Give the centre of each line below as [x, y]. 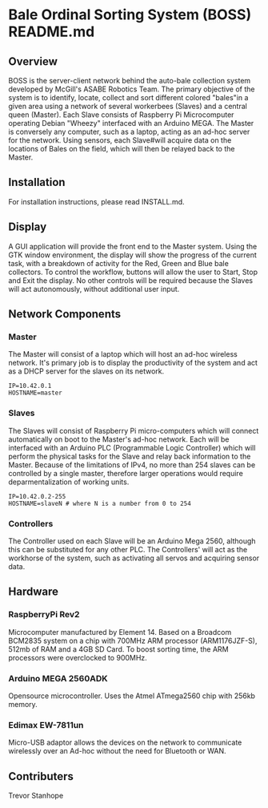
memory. [23, 704]
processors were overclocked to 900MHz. [78, 657]
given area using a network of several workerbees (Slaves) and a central [128, 106]
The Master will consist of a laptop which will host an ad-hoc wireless [123, 354]
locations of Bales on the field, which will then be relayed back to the [122, 149]
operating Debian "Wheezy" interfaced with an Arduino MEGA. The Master [131, 123]
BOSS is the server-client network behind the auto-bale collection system [130, 81]
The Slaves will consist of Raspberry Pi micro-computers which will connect [134, 430]
